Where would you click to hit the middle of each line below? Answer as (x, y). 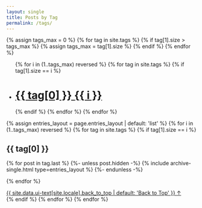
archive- (181, 164)
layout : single (25, 12)
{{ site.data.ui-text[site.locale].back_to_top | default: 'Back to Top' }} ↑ (94, 193)
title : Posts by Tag (32, 17)
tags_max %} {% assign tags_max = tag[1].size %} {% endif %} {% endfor (99, 46)
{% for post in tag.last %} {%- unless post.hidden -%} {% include (88, 164)
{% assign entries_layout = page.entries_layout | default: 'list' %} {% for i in (100, 123)
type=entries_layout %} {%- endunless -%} (89, 170)
